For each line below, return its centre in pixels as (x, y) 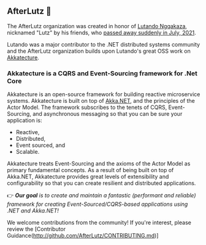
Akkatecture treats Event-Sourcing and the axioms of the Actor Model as (99, 164)
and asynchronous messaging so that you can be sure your (107, 114)
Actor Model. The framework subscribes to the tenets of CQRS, (87, 107)
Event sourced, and (40, 145)
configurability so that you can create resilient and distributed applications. (101, 183)
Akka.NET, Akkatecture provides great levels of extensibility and (88, 177)
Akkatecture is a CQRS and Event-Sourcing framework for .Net (102, 73)
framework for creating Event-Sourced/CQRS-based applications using (97, 204)
